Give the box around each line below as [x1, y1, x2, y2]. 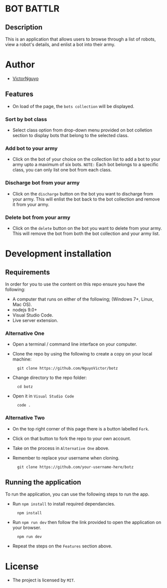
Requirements [5, 268, 50, 276]
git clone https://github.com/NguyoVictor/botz [17, 366, 118, 371]
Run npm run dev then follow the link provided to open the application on [12, 519, 161, 525]
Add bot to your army [5, 144, 58, 151]
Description [5, 23, 42, 31]
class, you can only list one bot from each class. [12, 167, 112, 173]
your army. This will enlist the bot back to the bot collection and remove [12, 196, 160, 202]
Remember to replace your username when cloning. [12, 454, 120, 460]
